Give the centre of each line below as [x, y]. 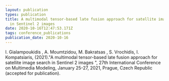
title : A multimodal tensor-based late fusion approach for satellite [81, 19]
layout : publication [27, 10]
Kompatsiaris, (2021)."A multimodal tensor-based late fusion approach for [81, 57]
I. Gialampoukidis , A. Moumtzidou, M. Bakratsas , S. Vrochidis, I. [72, 52]
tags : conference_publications [38, 33]
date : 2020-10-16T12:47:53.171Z [39, 28]
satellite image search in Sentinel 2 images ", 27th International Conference [83, 62]
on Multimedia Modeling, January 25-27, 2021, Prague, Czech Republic [79, 67]
